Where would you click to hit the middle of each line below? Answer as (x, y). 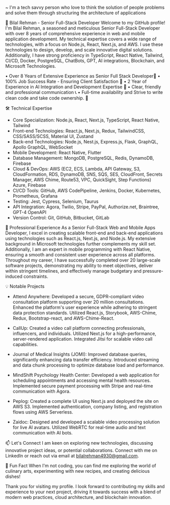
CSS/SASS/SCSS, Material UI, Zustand (53, 136)
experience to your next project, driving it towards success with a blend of (83, 492)
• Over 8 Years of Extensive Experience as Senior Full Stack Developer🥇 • (83, 76)
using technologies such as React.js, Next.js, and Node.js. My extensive (81, 238)
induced (14, 276)
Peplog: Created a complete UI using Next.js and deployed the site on (86, 401)
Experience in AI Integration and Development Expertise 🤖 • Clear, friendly (83, 87)
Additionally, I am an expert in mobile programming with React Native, (78, 249)
